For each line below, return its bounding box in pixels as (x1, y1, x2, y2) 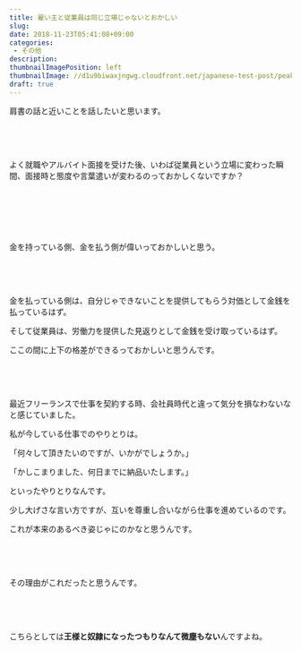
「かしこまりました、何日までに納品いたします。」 (9, 466, 193, 477)
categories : (9, 38, 54, 47)
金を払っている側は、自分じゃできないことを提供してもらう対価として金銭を (9, 295, 291, 305)
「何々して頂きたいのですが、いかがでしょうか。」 (9, 447, 194, 458)
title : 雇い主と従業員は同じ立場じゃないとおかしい (9, 13, 177, 22)
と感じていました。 (9, 409, 81, 420)
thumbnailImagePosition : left (9, 64, 123, 73)
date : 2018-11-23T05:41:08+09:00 (9, 30, 134, 38)
